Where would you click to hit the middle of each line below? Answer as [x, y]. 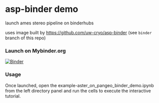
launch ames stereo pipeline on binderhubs [49, 23]
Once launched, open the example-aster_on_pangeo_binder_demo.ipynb [79, 85]
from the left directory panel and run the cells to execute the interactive [78, 91]
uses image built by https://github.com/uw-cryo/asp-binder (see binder [79, 32]
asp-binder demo [42, 9]
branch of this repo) [26, 38]
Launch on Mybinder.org [36, 51]
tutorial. [13, 96]
